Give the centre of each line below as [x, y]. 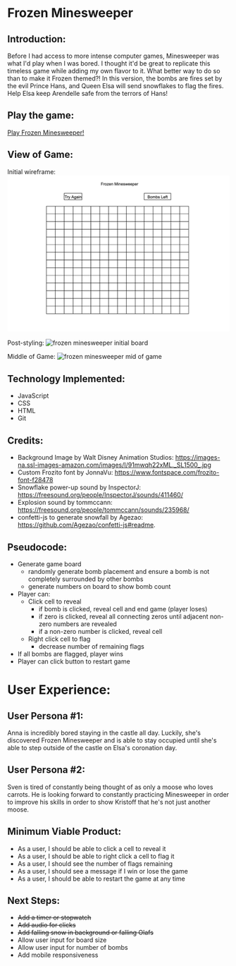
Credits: [25, 440]
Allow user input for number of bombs [73, 948]
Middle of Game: [31, 357]
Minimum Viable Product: [64, 832]
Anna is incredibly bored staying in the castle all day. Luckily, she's [104, 733]
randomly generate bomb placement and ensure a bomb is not [119, 571]
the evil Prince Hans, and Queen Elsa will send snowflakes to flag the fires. [116, 86]
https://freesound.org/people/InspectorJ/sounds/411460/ [100, 495]
